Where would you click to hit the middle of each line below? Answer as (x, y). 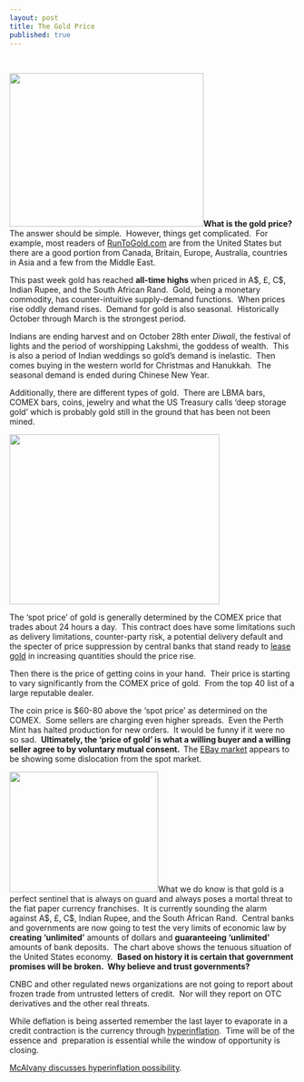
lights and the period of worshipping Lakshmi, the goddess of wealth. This (149, 346)
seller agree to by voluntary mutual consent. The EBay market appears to (150, 749)
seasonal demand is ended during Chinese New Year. (109, 375)
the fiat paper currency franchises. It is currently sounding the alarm (138, 909)
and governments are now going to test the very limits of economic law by (148, 928)
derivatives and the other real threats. (79, 1004)
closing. (24, 1050)
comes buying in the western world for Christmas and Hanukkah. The (141, 366)
